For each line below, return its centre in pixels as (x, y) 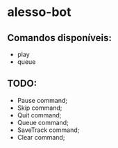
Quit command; (39, 115)
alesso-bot (39, 12)
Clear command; (41, 137)
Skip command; (40, 108)
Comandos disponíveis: (60, 38)
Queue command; (43, 122)
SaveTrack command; (48, 130)
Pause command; (42, 100)
